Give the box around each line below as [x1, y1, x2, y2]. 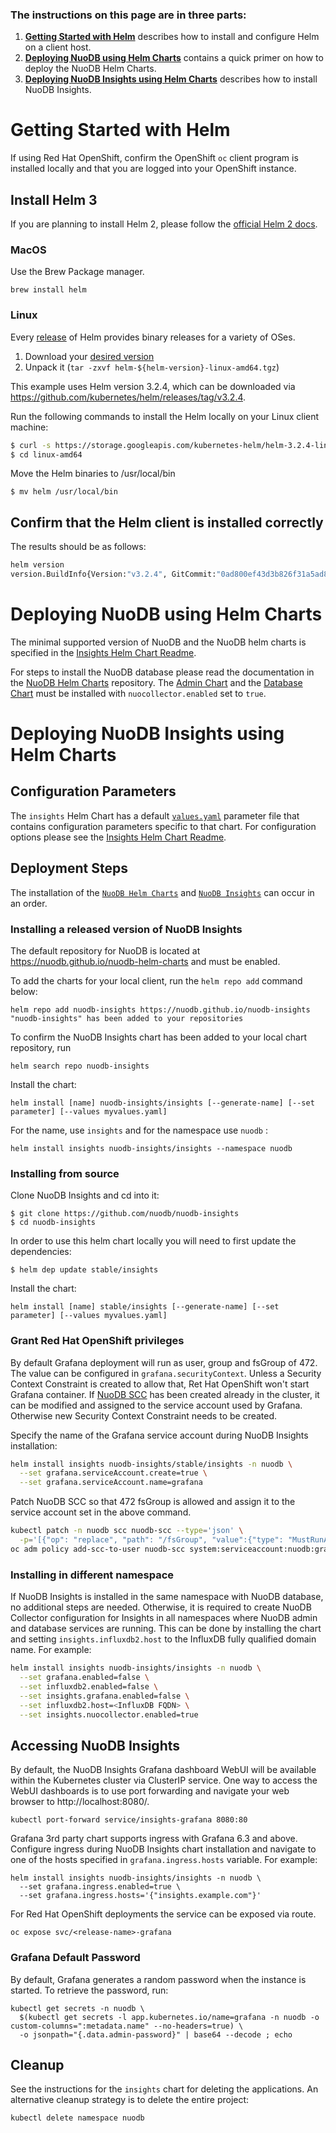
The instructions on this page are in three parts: [10, 8, 247, 22]
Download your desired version [24, 350, 155, 362]
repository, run [10, 1042, 72, 1053]
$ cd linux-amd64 [10, 449, 83, 460]
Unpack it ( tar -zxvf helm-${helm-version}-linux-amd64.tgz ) [24, 361, 280, 373]
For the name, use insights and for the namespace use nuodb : [10, 1124, 268, 1136]
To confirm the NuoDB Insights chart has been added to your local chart [10, 1031, 307, 1043]
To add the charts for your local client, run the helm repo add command [10, 975, 303, 987]
